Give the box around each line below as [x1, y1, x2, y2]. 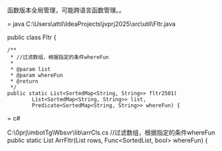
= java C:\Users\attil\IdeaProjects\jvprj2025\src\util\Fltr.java [7, 20, 176, 28]
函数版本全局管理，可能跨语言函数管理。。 [7, 6, 125, 14]
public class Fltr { [7, 33, 57, 41]
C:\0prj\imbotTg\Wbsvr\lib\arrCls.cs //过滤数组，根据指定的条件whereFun [7, 128, 216, 137]
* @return [10, 78, 39, 85]
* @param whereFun [10, 72, 63, 79]
